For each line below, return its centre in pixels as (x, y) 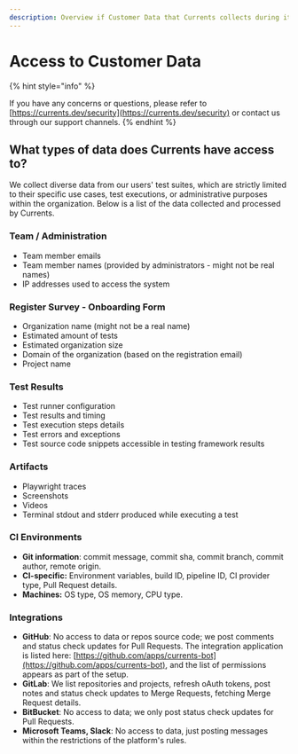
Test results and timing (64, 416)
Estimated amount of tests (70, 335)
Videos (35, 505)
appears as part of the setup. (75, 674)
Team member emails (62, 255)
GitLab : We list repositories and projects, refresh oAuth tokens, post (146, 684)
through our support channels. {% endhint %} (93, 122)
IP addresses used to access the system (96, 284)
